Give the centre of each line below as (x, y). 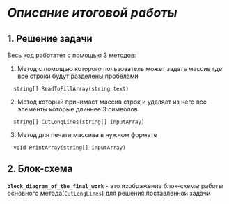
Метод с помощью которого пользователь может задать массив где (120, 69)
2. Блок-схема (40, 169)
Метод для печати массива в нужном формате (87, 135)
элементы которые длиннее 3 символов (77, 109)
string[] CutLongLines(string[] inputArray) (79, 122)
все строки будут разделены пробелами (78, 76)
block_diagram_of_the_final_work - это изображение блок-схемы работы (115, 185)
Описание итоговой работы (92, 13)
